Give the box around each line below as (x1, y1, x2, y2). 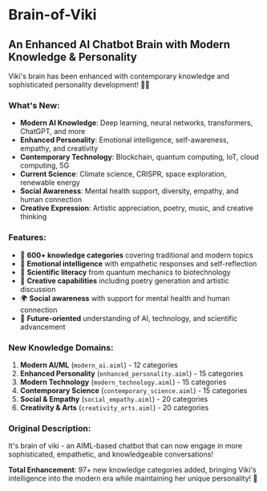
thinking (19, 212, 47, 221)
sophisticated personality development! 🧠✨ (8, 80, 151, 89)
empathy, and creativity (19, 144, 99, 153)
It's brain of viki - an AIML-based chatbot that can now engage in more (8, 441, 243, 451)
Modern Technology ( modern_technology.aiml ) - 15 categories (19, 377, 227, 387)
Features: (8, 232, 47, 243)
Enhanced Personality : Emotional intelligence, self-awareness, (19, 135, 229, 145)
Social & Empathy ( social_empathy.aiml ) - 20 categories (19, 394, 208, 404)
